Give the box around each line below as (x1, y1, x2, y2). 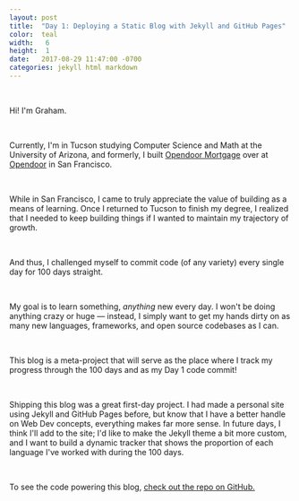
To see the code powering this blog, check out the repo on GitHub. (9, 481, 255, 492)
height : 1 (9, 47, 50, 56)
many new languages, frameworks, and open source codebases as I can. (9, 320, 279, 331)
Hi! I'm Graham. (9, 105, 67, 116)
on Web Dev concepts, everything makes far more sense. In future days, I (9, 418, 281, 428)
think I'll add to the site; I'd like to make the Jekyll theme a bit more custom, (9, 428, 287, 438)
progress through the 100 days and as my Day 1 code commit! (9, 364, 237, 375)
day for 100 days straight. (9, 266, 104, 277)
